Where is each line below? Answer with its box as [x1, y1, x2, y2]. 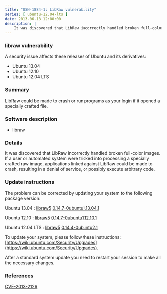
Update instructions [5, 179, 55, 186]
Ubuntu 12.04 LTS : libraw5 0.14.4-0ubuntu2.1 [5, 224, 98, 230]
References [5, 272, 34, 279]
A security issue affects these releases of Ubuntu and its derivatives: [5, 53, 146, 60]
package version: [5, 195, 41, 201]
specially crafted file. [5, 103, 48, 109]
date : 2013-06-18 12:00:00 [5, 16, 61, 21]
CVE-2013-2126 [5, 283, 38, 289]
